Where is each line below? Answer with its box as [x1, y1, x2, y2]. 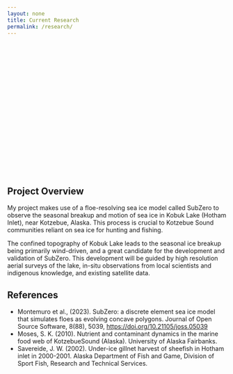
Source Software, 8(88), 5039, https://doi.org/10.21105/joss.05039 [17, 323, 209, 330]
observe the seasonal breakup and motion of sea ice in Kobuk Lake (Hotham [7, 211, 227, 220]
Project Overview [7, 185, 84, 197]
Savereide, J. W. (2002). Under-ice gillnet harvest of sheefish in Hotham [17, 345, 225, 352]
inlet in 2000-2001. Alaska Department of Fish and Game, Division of [17, 352, 214, 360]
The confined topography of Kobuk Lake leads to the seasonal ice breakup [7, 239, 221, 247]
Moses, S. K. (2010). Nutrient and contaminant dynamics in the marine [17, 330, 219, 338]
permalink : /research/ [7, 23, 73, 30]
